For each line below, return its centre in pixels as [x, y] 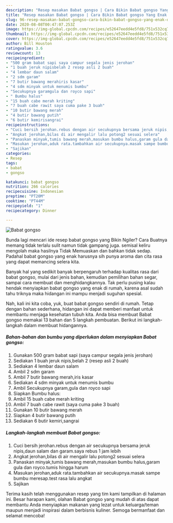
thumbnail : [17, 34]
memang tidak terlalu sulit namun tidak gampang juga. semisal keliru [78, 245]
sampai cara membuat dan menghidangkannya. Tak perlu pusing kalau [81, 282]
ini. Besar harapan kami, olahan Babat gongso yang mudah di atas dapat [82, 499]
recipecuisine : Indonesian [35, 192]
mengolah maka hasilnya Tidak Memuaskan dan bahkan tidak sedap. [79, 250]
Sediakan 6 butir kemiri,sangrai [46, 421]
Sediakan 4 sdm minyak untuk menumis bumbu [63, 383]
